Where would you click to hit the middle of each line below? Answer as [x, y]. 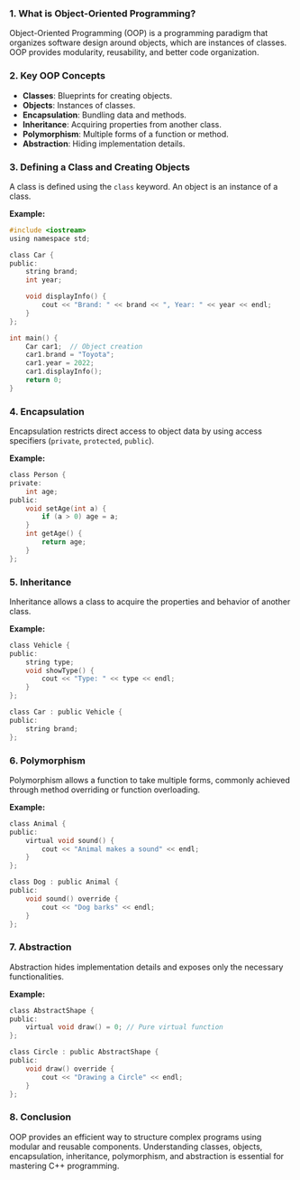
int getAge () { [54, 534]
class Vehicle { [40, 645]
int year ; [44, 280]
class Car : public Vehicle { [66, 712]
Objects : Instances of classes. [79, 105]
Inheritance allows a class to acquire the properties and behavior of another [150, 601]
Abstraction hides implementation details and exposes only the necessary [146, 967]
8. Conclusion [41, 1117]
